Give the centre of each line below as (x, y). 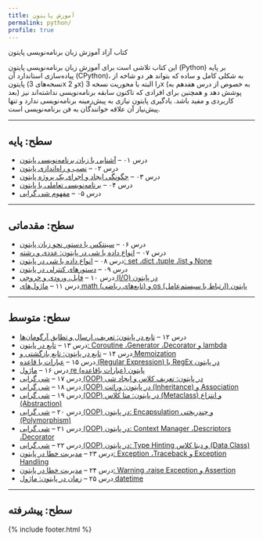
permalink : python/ (40, 23)
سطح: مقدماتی (41, 225)
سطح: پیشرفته (40, 510)
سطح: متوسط (39, 318)
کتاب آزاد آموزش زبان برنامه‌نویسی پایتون (68, 53)
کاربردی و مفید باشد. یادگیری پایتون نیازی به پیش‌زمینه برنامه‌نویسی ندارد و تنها (121, 101)
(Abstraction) (41, 403)
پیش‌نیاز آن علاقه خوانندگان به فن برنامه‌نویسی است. (84, 109)
